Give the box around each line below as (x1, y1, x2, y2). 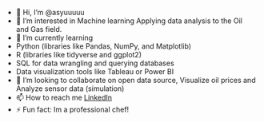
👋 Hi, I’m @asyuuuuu (15, 8, 86, 17)
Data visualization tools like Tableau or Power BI (15, 67, 174, 76)
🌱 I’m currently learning (15, 33, 94, 42)
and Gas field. (15, 25, 62, 33)
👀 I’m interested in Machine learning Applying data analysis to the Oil (15, 16, 242, 26)
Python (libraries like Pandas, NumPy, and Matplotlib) (15, 41, 192, 51)
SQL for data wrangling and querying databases (15, 58, 174, 68)
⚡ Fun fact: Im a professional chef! (15, 104, 130, 114)
